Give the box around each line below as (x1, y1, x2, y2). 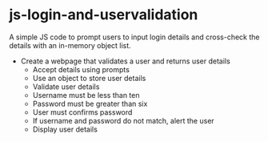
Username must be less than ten (32, 90, 140, 99)
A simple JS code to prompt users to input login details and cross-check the (9, 32, 260, 42)
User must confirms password (32, 107, 133, 117)
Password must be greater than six (32, 99, 148, 108)
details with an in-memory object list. (9, 40, 131, 50)
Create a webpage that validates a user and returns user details (20, 56, 230, 66)
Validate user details (32, 82, 100, 91)
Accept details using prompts (32, 64, 130, 74)
